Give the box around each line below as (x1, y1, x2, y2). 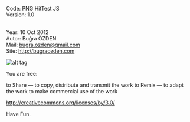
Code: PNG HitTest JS (6, 5, 60, 12)
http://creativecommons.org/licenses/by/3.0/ (6, 99, 115, 106)
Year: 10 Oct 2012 (6, 29, 49, 36)
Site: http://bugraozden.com (6, 48, 75, 55)
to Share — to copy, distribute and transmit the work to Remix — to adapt (6, 82, 184, 89)
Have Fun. (6, 111, 31, 117)
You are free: (6, 70, 38, 77)
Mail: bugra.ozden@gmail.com (6, 41, 81, 48)
